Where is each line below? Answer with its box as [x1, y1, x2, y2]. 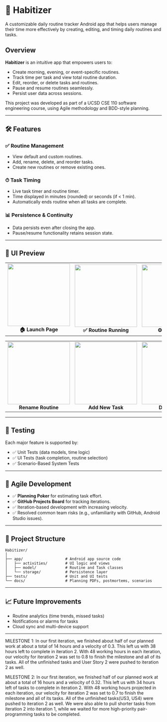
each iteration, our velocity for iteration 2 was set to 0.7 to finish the [5, 690, 144, 696]
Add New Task [88, 404, 124, 411]
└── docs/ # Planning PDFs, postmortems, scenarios [5, 578, 153, 583]
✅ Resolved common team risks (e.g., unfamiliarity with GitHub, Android [12, 510, 160, 516]
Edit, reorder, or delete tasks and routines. [12, 79, 98, 85]
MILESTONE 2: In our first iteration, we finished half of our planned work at [5, 674, 158, 680]
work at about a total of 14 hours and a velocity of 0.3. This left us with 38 [5, 643, 156, 649]
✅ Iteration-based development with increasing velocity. [12, 504, 128, 510]
